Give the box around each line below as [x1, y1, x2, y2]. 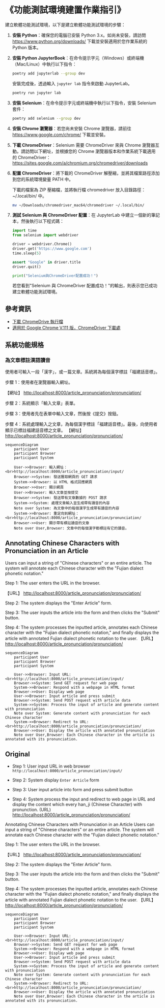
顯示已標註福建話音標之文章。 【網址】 [5, 427, 84, 433]
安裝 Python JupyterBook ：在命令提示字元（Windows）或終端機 [12, 55, 144, 61]
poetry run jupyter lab [12, 90, 61, 95]
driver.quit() [12, 264, 41, 269]
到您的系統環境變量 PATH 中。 [12, 176, 74, 182]
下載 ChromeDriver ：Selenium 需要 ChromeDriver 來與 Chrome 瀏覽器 [12, 142, 156, 148]
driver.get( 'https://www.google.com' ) [12, 246, 92, 251]
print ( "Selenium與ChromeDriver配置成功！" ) [12, 273, 98, 278]
